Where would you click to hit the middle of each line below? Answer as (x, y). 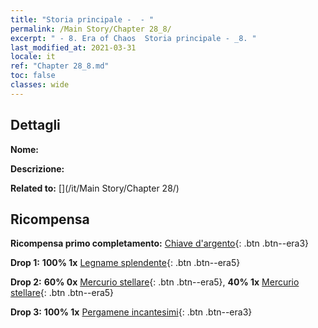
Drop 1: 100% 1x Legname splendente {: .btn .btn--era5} (125, 263)
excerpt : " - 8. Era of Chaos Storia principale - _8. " (133, 38)
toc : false (33, 76)
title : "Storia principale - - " (82, 19)
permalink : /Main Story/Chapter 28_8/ (91, 29)
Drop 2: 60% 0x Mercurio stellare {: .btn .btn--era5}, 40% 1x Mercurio (155, 282)
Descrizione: (37, 168)
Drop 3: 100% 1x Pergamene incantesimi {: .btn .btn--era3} (131, 312)
